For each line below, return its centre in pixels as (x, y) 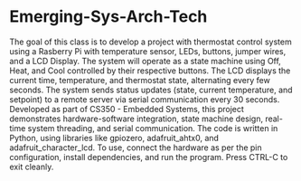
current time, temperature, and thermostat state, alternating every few (140, 80)
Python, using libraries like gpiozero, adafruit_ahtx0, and (114, 138)
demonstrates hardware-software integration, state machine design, (136, 119)
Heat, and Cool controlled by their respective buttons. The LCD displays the (150, 71)
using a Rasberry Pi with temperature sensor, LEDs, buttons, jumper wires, (148, 51)
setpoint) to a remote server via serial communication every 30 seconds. (145, 99)
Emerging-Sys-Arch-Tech (108, 17)
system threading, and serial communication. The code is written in (153, 128)
